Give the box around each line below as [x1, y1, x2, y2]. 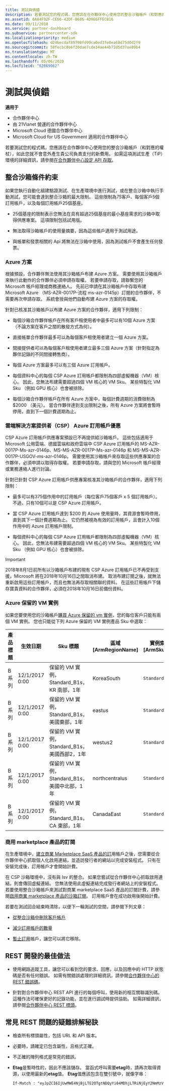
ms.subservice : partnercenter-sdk [5, 31, 78, 36]
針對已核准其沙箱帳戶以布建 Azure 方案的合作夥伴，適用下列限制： [5, 307, 143, 313]
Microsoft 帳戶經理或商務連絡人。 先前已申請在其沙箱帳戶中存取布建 [5, 284, 147, 290]
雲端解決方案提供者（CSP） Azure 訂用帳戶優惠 [5, 422, 121, 429]
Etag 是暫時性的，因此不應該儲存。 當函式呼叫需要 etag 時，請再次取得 [12, 1064, 157, 1070]
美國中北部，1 [49, 782, 83, 789]
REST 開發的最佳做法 [5, 952, 70, 960]
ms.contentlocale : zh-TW [5, 54, 57, 59]
